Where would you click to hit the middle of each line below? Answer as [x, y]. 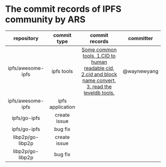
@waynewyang [141, 71]
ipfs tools [62, 71]
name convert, [99, 80]
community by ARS [45, 19]
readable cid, [99, 68]
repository [26, 38]
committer [141, 38]
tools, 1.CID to [99, 56]
